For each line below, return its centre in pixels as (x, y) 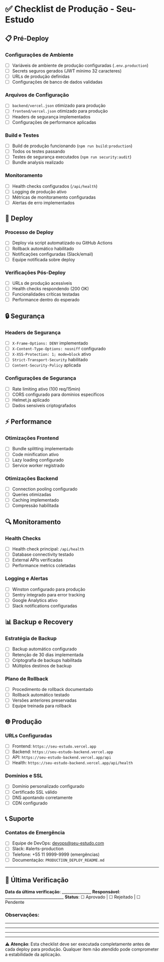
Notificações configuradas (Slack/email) (53, 254)
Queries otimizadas (31, 495)
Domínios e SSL (24, 776)
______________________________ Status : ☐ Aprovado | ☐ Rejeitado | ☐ (73, 897)
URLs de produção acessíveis (42, 283)
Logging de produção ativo (39, 191)
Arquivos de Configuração (37, 95)
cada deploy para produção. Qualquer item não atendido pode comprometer (82, 949)
